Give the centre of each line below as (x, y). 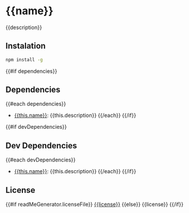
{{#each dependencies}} (36, 104)
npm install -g (24, 60)
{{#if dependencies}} (31, 71)
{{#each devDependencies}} (41, 160)
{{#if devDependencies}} (36, 127)
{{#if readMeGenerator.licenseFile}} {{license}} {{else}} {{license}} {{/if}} (94, 204)
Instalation (25, 46)
